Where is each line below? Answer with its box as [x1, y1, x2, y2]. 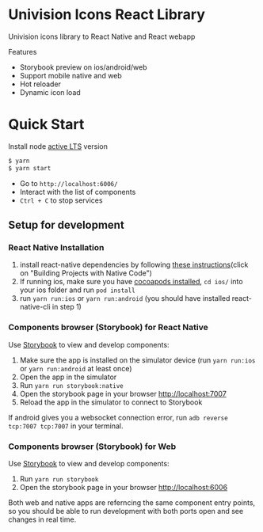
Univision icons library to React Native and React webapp [8, 32, 196, 41]
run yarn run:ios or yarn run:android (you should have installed [19, 294, 231, 303]
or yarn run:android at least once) [19, 363, 132, 373]
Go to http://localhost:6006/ [19, 178, 118, 188]
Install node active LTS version [8, 141, 109, 151]
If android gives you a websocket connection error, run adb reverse [8, 412, 228, 422]
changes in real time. [8, 515, 77, 524]
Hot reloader [19, 79, 62, 89]
